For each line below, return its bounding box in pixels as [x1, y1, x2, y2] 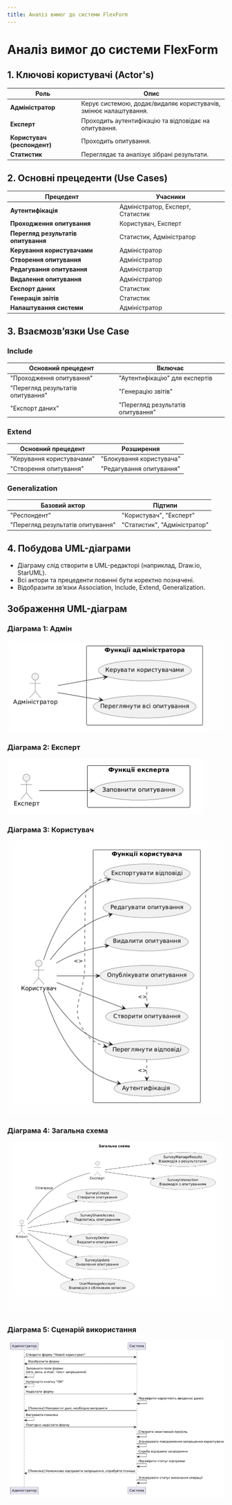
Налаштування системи [10, 304, 84, 312]
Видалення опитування [10, 275, 81, 283]
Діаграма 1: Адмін [7, 624, 72, 633]
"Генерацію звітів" [118, 387, 173, 396]
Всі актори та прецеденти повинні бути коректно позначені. [17, 575, 195, 584]
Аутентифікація [10, 206, 58, 214]
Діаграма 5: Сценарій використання [7, 1325, 137, 1334]
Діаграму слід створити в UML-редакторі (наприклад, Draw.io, [17, 561, 202, 569]
